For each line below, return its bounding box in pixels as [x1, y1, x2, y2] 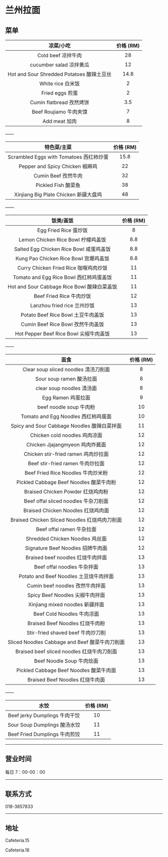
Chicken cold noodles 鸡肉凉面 [29, 432, 102, 439]
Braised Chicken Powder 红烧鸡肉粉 [24, 488, 108, 495]
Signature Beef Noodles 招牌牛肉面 [24, 545, 107, 552]
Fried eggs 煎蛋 [41, 90, 78, 96]
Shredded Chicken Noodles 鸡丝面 [25, 535, 107, 542]
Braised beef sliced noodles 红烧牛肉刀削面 [15, 648, 117, 655]
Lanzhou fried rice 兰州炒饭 [30, 302, 95, 309]
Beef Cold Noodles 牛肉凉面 [33, 610, 99, 617]
